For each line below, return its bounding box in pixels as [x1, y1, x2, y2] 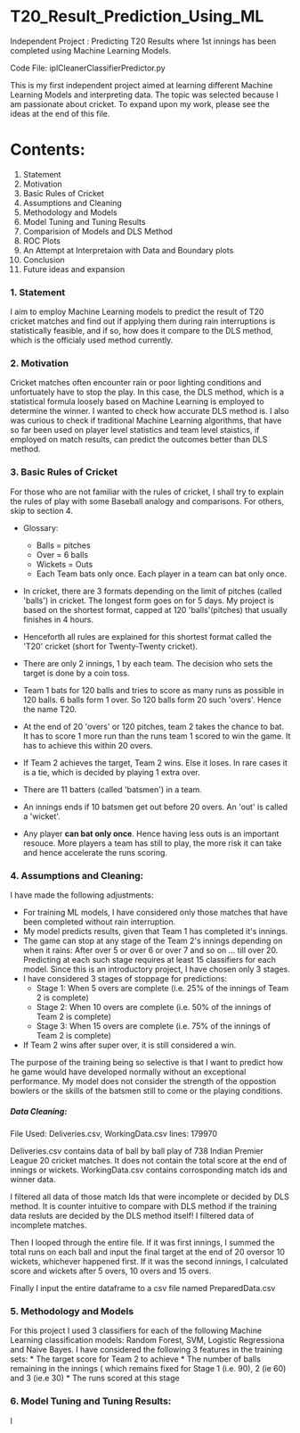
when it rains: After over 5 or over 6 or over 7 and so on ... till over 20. [22, 945, 279, 956]
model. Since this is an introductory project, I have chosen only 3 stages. [22, 964, 290, 974]
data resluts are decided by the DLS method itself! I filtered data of [10, 1211, 255, 1222]
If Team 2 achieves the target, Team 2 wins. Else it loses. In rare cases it [22, 757, 288, 768]
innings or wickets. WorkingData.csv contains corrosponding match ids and [10, 1164, 288, 1175]
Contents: [10, 140, 85, 160]
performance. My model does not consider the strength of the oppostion [10, 1076, 277, 1087]
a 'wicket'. [22, 810, 61, 822]
